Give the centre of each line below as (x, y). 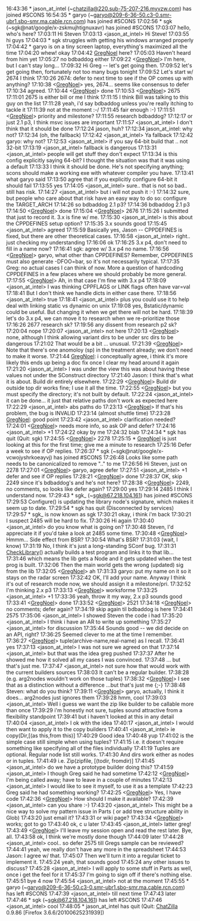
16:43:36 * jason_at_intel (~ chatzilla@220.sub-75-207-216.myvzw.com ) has (99, 9)
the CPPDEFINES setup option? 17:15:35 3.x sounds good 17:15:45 (87, 223)
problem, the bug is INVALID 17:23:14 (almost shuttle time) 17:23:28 (88, 413)
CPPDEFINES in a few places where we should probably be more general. (96, 274)
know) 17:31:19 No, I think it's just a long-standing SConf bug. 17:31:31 (91, 546)
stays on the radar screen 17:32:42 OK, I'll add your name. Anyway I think (96, 577)
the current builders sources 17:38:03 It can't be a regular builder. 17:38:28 (98, 672)
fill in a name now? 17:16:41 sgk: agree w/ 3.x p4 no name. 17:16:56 (88, 249)
